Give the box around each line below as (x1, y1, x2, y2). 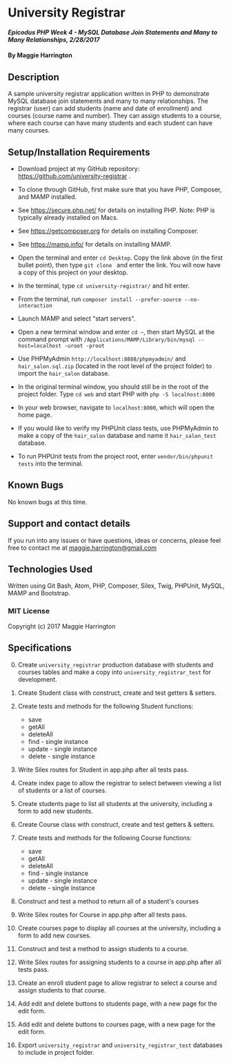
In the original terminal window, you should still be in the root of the (17, 383, 209, 391)
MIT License (8, 606, 50, 616)
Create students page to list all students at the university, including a (17, 799, 213, 807)
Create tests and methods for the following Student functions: (17, 702, 194, 710)
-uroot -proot (64, 343, 106, 349)
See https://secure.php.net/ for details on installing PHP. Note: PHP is (17, 206, 216, 214)
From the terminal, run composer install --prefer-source (17, 295, 182, 303)
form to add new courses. (17, 931, 92, 939)
